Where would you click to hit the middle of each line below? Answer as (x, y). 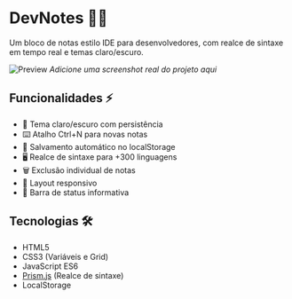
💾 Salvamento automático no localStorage (99, 146)
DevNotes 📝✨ (59, 18)
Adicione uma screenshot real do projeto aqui (133, 69)
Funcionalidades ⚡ (61, 98)
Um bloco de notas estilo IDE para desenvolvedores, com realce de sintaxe (146, 43)
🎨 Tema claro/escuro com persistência (92, 124)
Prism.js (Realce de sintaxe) (73, 275)
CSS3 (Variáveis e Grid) (65, 256)
